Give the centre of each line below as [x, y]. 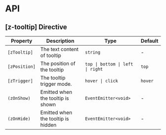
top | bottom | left [109, 64]
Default [149, 41]
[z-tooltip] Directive [36, 27]
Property [21, 41]
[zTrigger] [20, 81]
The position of [58, 64]
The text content [60, 49]
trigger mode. [56, 84]
